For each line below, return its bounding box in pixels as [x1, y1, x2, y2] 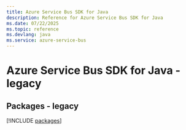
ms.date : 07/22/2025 [6, 20, 60, 26]
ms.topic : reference [6, 26, 60, 32]
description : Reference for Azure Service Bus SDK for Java [6, 15, 164, 21]
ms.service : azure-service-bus [6, 37, 87, 43]
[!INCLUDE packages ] [6, 117, 62, 124]
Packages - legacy [6, 101, 79, 111]
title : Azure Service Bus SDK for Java [6, 9, 109, 15]
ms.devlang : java [6, 32, 51, 38]
